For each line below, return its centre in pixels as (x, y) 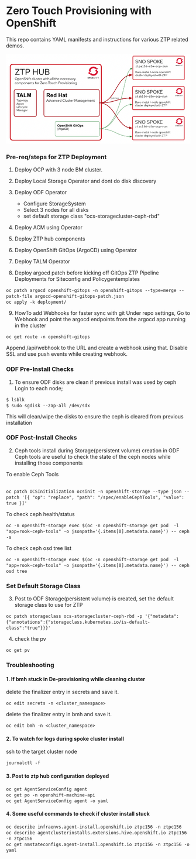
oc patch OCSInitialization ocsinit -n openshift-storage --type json (94, 492)
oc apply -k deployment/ (36, 303)
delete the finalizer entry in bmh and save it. (59, 714)
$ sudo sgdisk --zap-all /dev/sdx (48, 406)
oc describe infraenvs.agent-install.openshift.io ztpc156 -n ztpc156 (94, 827)
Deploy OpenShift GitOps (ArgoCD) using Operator (76, 250)
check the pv (30, 639)
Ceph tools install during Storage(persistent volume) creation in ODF (97, 450)
